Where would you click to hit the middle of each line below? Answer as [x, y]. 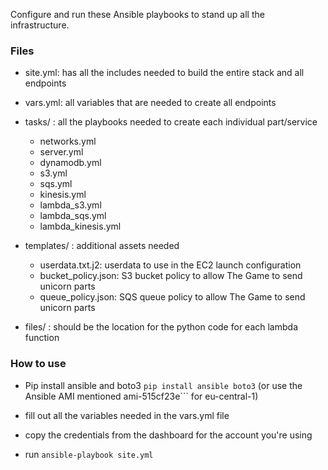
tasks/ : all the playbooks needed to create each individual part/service [171, 122]
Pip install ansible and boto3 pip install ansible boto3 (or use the [163, 385]
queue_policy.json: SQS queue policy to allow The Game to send [172, 297]
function [42, 338]
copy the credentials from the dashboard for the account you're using [168, 435]
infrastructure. [40, 25]
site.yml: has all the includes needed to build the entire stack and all [164, 73]
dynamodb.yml [70, 163]
